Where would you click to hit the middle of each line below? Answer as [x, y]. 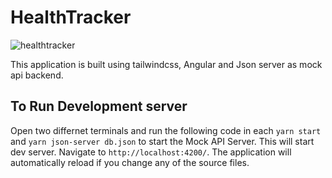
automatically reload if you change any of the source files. [130, 162]
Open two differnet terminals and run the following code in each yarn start [166, 130]
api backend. [37, 75]
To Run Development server [99, 106]
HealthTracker [71, 17]
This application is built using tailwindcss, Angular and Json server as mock [166, 64]
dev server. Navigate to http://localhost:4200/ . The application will [151, 152]
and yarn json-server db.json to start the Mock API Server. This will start [162, 141]
